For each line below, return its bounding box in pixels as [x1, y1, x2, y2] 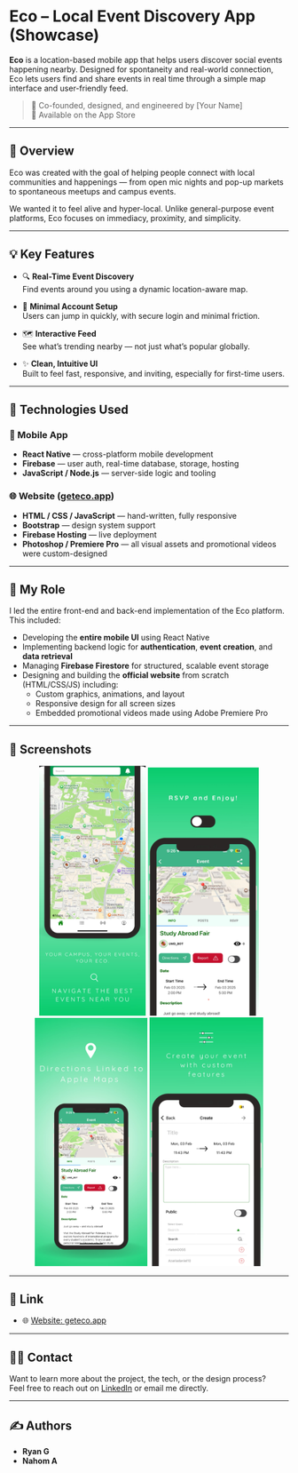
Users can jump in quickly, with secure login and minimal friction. [21, 310, 260, 321]
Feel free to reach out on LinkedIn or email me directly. [9, 1383, 208, 1394]
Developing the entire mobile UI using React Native [21, 633, 210, 643]
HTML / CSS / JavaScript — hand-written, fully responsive [21, 510, 238, 521]
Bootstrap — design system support [21, 520, 156, 530]
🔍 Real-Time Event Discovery [21, 271, 135, 282]
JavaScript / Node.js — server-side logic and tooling [21, 468, 216, 479]
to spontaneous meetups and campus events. [9, 186, 176, 196]
